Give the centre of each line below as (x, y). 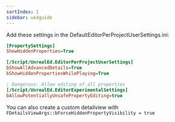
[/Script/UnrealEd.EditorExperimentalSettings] (67, 90)
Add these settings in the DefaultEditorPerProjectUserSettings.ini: (88, 34)
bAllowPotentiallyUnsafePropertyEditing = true (64, 95)
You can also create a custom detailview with (62, 107)
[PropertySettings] (31, 46)
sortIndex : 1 (23, 12)
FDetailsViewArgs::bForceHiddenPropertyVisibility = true (81, 113)
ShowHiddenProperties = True (40, 51)
